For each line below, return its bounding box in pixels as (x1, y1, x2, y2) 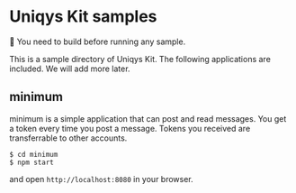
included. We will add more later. (9, 63, 130, 74)
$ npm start (9, 158, 54, 167)
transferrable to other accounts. (9, 133, 128, 143)
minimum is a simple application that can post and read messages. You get (9, 113, 287, 124)
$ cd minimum (9, 150, 58, 159)
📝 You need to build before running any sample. (9, 36, 186, 47)
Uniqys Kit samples (9, 6, 157, 27)
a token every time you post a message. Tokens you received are (9, 123, 251, 133)
